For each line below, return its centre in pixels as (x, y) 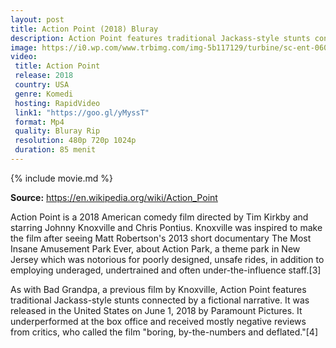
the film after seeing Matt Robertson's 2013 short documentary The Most (161, 238)
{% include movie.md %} (61, 178)
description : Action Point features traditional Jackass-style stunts (160, 38)
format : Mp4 (39, 122)
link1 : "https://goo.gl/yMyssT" (82, 112)
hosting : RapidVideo (57, 103)
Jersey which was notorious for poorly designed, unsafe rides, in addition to (167, 259)
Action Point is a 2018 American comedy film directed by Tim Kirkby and (159, 217)
